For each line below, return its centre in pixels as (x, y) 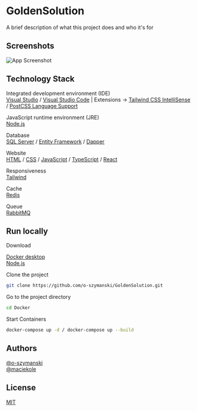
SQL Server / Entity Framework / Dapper (55, 141)
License (21, 388)
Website (16, 153)
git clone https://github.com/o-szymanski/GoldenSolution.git (85, 286)
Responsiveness (26, 171)
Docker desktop (26, 257)
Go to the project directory (39, 297)
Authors (22, 348)
